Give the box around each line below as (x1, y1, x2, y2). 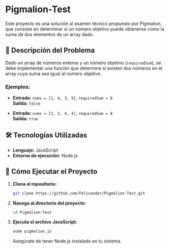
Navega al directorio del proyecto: (12, 200, 87, 206)
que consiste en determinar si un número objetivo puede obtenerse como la (5, 26, 164, 32)
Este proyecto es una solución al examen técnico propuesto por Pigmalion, (5, 20, 162, 27)
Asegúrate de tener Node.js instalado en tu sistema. (12, 238, 122, 244)
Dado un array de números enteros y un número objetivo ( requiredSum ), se (5, 60, 161, 66)
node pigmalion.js (12, 229, 52, 234)
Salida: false (12, 101, 41, 107)
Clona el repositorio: (12, 181, 57, 187)
